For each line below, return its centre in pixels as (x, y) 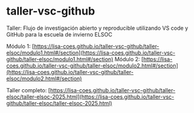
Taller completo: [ (28, 90)
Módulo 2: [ (129, 59)
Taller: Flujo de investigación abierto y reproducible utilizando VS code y (97, 28)
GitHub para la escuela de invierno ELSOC (59, 34)
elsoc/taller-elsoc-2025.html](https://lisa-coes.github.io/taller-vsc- (90, 97)
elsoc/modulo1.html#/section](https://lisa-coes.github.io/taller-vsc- (91, 52)
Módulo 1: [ (20, 46)
